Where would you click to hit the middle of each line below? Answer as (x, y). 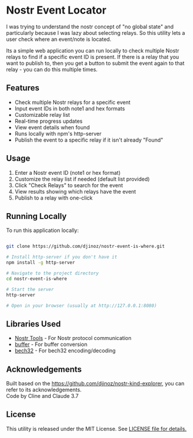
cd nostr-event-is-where (37, 279)
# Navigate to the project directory (53, 273)
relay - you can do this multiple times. (52, 69)
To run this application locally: (42, 230)
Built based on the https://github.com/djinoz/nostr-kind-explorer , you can (95, 383)
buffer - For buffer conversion (51, 344)
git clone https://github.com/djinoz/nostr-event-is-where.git (86, 246)
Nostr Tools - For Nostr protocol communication (73, 338)
